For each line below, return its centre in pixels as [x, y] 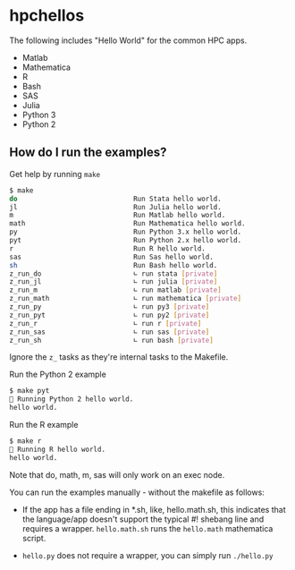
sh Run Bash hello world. [114, 265]
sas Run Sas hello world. [112, 257]
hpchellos [47, 16]
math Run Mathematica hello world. [127, 224]
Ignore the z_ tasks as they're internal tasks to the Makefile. [119, 357]
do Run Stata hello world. [115, 199]
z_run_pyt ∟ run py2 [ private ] [110, 315]
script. [34, 538]
